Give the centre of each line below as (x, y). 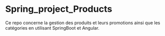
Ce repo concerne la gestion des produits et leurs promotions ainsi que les (83, 23)
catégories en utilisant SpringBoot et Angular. (52, 28)
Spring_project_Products (59, 9)
